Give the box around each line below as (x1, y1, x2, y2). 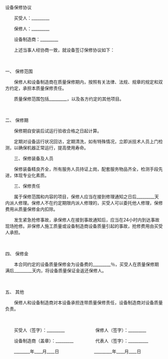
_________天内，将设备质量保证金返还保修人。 (13, 268, 106, 273)
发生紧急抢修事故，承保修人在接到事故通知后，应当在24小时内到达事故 (13, 217, 160, 223)
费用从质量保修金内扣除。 (5, 206, 58, 212)
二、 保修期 (5, 117, 28, 123)
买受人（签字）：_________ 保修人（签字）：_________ (13, 327, 146, 333)
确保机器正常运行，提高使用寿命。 (18, 145, 88, 150)
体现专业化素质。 (13, 172, 49, 178)
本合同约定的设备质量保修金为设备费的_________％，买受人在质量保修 (13, 261, 155, 267)
